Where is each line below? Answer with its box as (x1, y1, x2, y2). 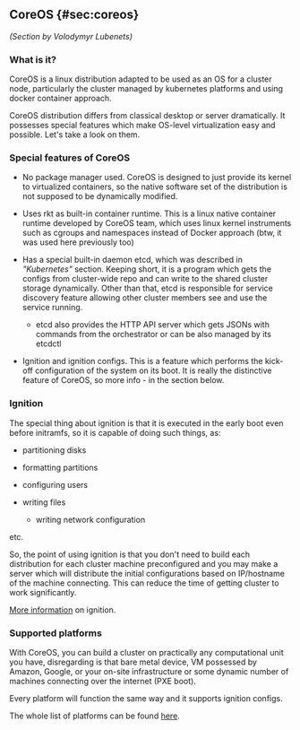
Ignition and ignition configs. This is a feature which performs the (21, 356, 263, 367)
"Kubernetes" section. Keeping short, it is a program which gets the (21, 264, 271, 274)
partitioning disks (21, 444, 87, 456)
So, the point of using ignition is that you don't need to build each (9, 549, 251, 560)
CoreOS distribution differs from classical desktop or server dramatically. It (9, 110, 286, 121)
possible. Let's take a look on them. (9, 129, 141, 140)
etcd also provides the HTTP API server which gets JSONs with (35, 319, 270, 330)
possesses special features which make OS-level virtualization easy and (9, 120, 276, 131)
